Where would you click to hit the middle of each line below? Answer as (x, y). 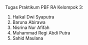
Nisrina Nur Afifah (31, 27)
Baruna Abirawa (29, 22)
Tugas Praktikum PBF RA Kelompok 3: (44, 7)
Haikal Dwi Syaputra (33, 17)
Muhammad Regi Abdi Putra (41, 33)
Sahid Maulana (28, 38)
